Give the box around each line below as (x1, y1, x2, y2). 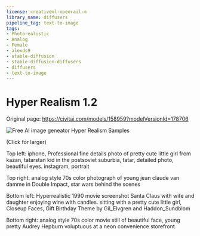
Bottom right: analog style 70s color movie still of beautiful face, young (6, 216, 180, 224)
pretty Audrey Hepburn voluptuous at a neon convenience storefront (6, 223, 175, 230)
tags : (6, 25, 20, 32)
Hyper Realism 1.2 (6, 96, 97, 109)
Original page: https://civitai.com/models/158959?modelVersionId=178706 (6, 115, 189, 122)
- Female (6, 42, 28, 48)
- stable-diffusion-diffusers (6, 59, 82, 65)
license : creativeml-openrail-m (6, 8, 87, 15)
